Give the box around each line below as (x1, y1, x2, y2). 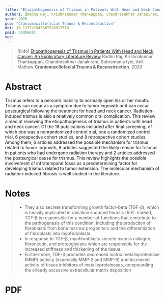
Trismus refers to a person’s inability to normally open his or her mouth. (5, 97, 150, 103)
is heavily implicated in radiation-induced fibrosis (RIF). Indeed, (24, 209, 153, 215)
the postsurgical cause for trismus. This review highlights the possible (5, 155, 147, 161)
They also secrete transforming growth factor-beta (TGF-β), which (24, 204, 160, 210)
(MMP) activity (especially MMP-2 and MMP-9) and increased (24, 257, 150, 263)
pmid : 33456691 (5, 30, 36, 35)
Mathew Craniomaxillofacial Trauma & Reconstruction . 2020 (17, 64, 142, 69)
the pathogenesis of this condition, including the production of (24, 220, 151, 226)
